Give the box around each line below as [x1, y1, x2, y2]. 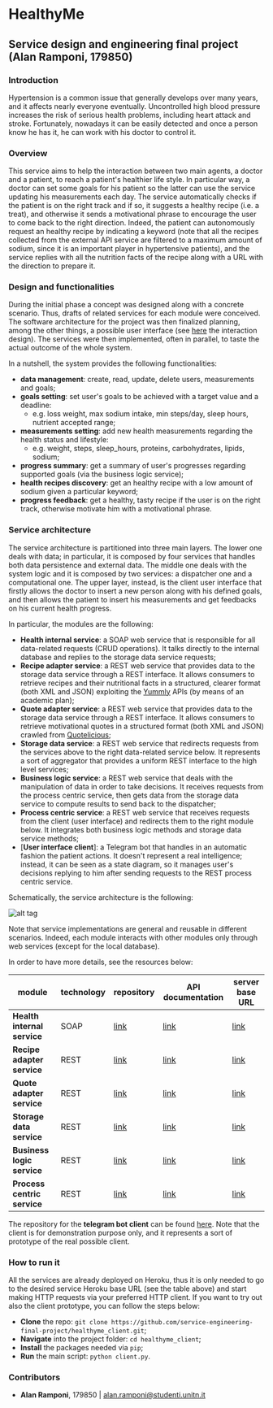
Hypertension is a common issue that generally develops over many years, [8, 93, 258, 102]
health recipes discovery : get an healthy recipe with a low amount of [19, 478, 253, 488]
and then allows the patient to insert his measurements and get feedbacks [8, 594, 257, 604]
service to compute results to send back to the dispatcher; [19, 798, 217, 809]
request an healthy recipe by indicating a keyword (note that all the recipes [8, 227, 259, 237]
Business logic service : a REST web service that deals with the [19, 773, 233, 783]
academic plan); [19, 695, 75, 705]
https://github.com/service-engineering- [110, 1319, 253, 1327]
